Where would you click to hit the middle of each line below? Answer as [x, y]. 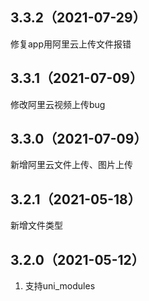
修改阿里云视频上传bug [58, 104]
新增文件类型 [36, 225]
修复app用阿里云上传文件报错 [71, 44]
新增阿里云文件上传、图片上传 [71, 165]
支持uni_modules [60, 286]
